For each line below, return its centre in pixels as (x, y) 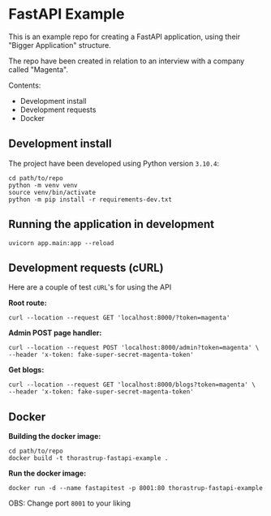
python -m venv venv (43, 185)
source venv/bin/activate (52, 192)
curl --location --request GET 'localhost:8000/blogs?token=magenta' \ (132, 385)
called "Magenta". (39, 69)
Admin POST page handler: (55, 333)
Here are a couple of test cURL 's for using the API (90, 287)
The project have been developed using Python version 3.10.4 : (114, 163)
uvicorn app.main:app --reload (61, 243)
